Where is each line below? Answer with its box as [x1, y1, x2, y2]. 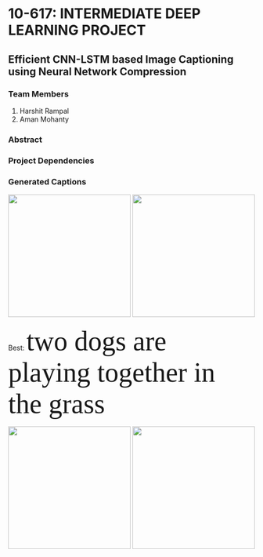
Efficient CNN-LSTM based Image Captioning [8, 53, 234, 66]
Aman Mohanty [19, 115, 69, 124]
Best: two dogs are [8, 326, 167, 357]
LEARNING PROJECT [8, 21, 146, 39]
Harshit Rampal [19, 106, 69, 115]
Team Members [8, 88, 69, 99]
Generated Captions [8, 176, 87, 187]
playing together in [8, 357, 216, 388]
